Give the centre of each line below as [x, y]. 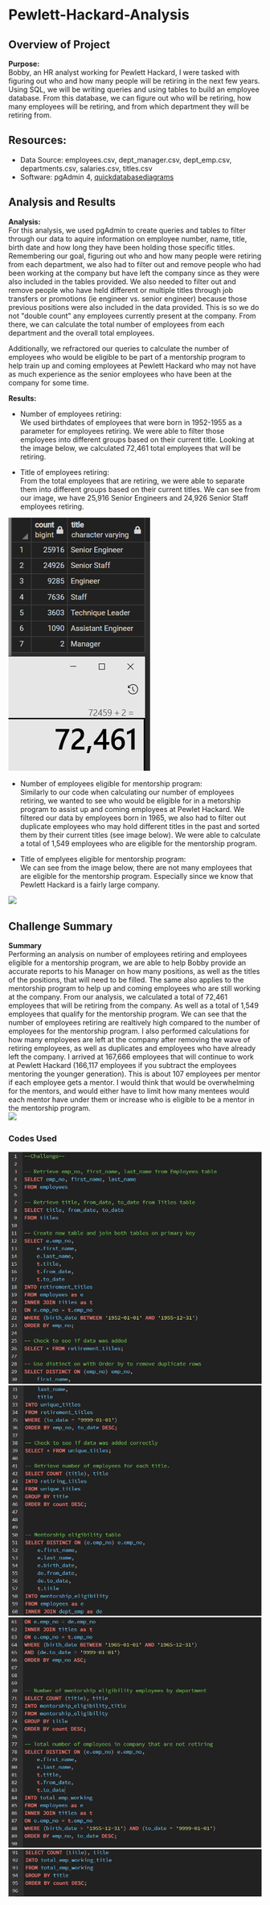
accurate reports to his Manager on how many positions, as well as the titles [134, 971]
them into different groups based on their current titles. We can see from [140, 489]
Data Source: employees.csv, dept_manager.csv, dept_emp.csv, [126, 159]
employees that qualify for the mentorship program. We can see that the [128, 1014]
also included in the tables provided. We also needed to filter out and [122, 281]
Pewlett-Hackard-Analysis [99, 15]
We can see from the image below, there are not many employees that [136, 868]
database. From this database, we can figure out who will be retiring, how [130, 98]
